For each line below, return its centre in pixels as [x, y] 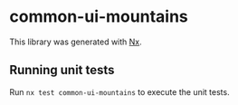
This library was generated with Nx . [76, 42]
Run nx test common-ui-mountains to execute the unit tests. [119, 91]
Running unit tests [62, 70]
